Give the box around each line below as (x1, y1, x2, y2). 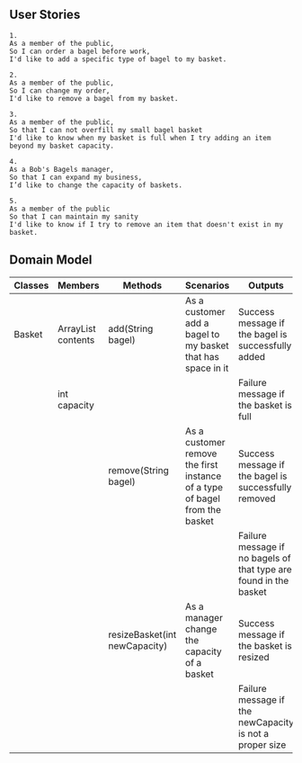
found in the (237, 574, 289, 587)
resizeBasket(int (108, 628, 177, 641)
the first (185, 458, 218, 471)
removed (237, 492, 276, 505)
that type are (237, 562, 292, 575)
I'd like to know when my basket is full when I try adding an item (9, 133, 271, 142)
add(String (108, 322, 154, 335)
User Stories (9, 7, 81, 22)
